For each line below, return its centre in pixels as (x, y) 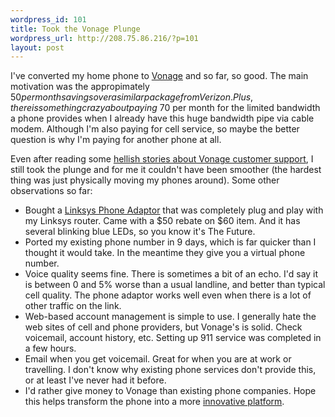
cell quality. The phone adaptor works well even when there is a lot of (168, 295)
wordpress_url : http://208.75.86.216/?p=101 (104, 38)
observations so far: (51, 191)
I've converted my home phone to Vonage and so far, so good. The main (159, 76)
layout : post (37, 47)
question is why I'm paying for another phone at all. (116, 140)
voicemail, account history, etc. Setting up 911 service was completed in (173, 338)
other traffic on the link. (73, 306)
